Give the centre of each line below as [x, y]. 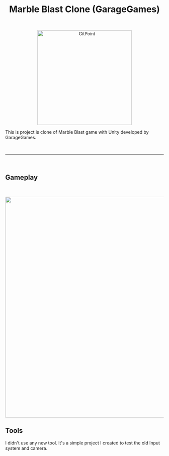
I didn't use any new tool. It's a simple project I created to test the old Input [82, 443]
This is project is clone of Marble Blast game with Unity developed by [77, 132]
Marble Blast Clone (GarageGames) [84, 9]
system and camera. [26, 448]
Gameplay [22, 178]
